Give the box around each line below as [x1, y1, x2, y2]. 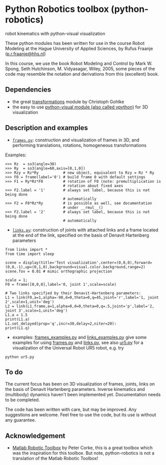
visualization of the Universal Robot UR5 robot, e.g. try [12, 345, 124, 350]
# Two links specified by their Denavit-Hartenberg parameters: [5, 290, 141, 296]
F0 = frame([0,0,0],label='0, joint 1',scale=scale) [5, 282, 117, 287]
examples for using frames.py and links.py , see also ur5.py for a [12, 340, 144, 346]
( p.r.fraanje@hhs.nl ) [5, 51, 46, 57]
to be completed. [5, 397, 40, 403]
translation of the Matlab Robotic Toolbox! [12, 456, 98, 462]
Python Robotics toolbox [5, 3, 109, 15]
